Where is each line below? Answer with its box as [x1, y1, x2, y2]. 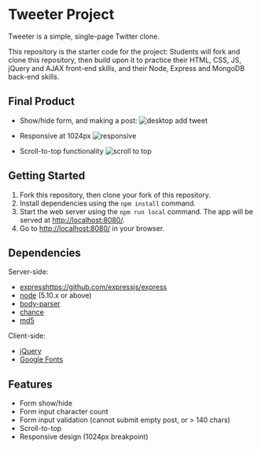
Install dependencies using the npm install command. [19, 199, 197, 208]
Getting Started [8, 169, 86, 183]
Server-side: [8, 267, 49, 276]
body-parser [19, 299, 61, 309]
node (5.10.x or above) [19, 291, 92, 300]
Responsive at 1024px [19, 131, 92, 140]
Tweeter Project [8, 6, 115, 24]
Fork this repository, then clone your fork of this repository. [19, 190, 211, 199]
